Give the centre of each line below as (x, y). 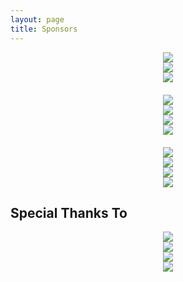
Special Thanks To (69, 212)
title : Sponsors (44, 29)
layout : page (37, 19)
